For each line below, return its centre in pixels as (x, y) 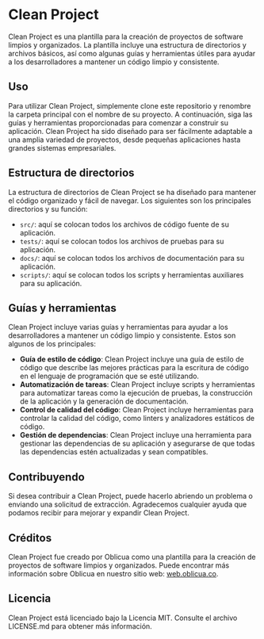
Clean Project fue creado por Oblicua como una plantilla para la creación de (132, 557)
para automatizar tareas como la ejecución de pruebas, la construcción (136, 393)
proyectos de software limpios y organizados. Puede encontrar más (119, 565)
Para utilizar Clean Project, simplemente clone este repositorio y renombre (130, 105)
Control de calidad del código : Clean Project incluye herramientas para (136, 410)
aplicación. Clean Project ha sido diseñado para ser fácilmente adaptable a (130, 131)
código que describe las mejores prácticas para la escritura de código (134, 368)
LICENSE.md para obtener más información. (80, 626)
